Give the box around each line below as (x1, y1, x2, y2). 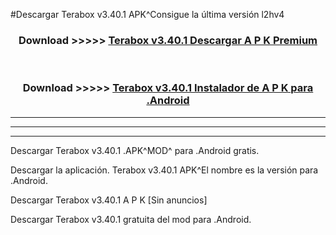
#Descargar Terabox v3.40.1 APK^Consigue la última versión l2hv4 (10, 9, 285, 20)
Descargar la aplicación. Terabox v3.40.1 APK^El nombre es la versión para (10, 164, 319, 176)
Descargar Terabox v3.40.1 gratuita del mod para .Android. (10, 213, 252, 225)
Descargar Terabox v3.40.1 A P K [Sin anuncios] (10, 194, 208, 206)
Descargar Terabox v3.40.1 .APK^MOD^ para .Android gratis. (10, 144, 260, 156)
